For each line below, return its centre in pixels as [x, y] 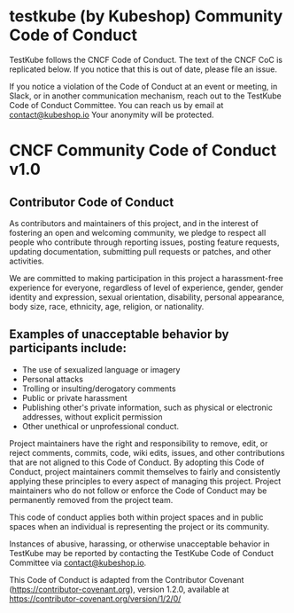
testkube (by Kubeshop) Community [146, 16]
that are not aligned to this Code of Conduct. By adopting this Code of [137, 462]
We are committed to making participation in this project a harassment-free [146, 278]
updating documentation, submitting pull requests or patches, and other [140, 251]
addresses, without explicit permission [92, 417]
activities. [27, 261]
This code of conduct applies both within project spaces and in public [136, 517]
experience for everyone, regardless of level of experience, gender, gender [147, 287]
